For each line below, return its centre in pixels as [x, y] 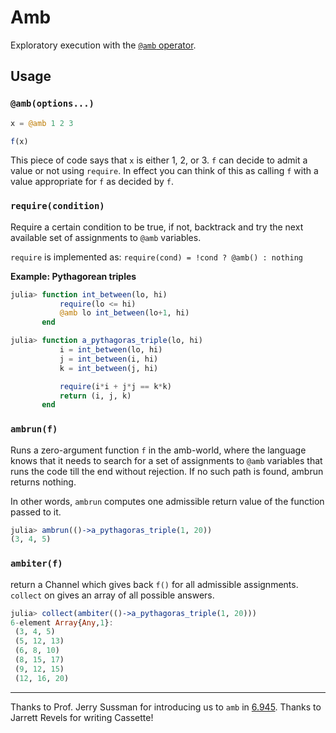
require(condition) [57, 206]
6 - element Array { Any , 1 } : [62, 622]
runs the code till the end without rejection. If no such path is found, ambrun [167, 471]
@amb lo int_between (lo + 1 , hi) [124, 313]
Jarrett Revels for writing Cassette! [82, 717]
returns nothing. [43, 482]
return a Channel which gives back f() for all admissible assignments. [154, 584]
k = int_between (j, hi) [109, 368]
